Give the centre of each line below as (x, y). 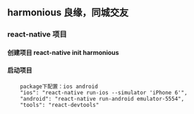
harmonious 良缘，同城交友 (68, 13)
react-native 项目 (37, 34)
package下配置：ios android (59, 87)
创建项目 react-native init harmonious (63, 52)
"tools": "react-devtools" (60, 105)
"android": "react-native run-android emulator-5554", (102, 99)
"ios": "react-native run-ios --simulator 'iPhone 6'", (104, 93)
